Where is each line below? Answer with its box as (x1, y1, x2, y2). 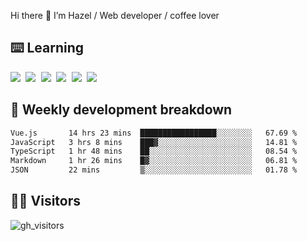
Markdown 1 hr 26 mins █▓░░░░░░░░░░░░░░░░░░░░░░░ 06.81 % (10, 156, 298, 166)
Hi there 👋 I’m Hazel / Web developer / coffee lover (10, 10, 220, 21)
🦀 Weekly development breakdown (10, 101, 233, 119)
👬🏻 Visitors (10, 193, 82, 210)
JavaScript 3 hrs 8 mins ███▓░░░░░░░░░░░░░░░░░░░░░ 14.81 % (10, 137, 298, 147)
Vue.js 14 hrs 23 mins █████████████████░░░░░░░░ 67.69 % (10, 128, 298, 138)
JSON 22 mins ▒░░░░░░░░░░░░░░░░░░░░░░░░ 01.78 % (10, 165, 298, 175)
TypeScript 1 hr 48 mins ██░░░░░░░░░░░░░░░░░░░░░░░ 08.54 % (10, 146, 298, 157)
